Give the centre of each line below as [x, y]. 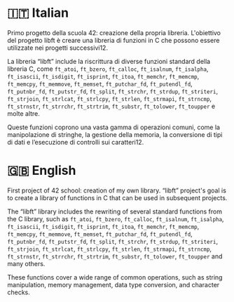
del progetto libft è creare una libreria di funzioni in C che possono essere [113, 40]
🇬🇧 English [42, 171]
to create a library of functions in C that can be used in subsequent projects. [117, 197]
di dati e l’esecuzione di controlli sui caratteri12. [76, 142]
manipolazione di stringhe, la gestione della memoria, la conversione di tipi [115, 134]
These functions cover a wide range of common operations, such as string [115, 277]
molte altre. [24, 113]
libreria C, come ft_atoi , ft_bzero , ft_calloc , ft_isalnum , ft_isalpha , [108, 69]
